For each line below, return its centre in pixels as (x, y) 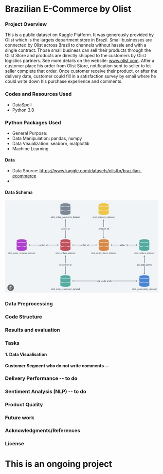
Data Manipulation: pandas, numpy (47, 138)
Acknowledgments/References (43, 431)
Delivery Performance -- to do (41, 378)
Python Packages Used (33, 122)
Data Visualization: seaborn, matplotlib (51, 144)
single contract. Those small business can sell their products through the (78, 50)
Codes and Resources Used (38, 94)
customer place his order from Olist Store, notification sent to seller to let (78, 66)
